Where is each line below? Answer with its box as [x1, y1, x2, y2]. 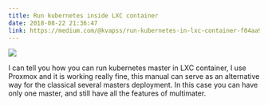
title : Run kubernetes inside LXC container [8, 11, 159, 20]
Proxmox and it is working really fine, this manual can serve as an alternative [8, 72, 260, 81]
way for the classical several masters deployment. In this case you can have [8, 80, 258, 90]
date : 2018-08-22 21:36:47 [8, 19, 98, 27]
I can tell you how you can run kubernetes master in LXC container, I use [8, 63, 246, 73]
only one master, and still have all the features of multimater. [8, 88, 207, 98]
